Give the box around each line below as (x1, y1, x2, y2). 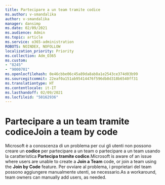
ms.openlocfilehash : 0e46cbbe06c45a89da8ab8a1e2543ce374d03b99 (5, 72, 138, 77)
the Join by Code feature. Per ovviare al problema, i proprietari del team (5, 164, 152, 170)
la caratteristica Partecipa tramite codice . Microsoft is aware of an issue (5, 153, 152, 159)
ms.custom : (5, 58, 28, 63)
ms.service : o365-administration (5, 40, 74, 45)
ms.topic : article (5, 35, 43, 40)
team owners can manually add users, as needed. (5, 174, 107, 181)
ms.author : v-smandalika (5, 12, 56, 17)
